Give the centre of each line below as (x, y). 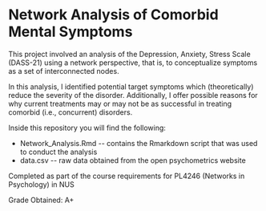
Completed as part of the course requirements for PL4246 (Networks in (127, 176)
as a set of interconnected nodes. (64, 71)
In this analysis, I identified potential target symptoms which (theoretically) (131, 87)
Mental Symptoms (71, 32)
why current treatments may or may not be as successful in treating (120, 103)
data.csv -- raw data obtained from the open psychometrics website (133, 160)
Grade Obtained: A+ (41, 200)
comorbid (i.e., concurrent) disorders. (71, 112)
